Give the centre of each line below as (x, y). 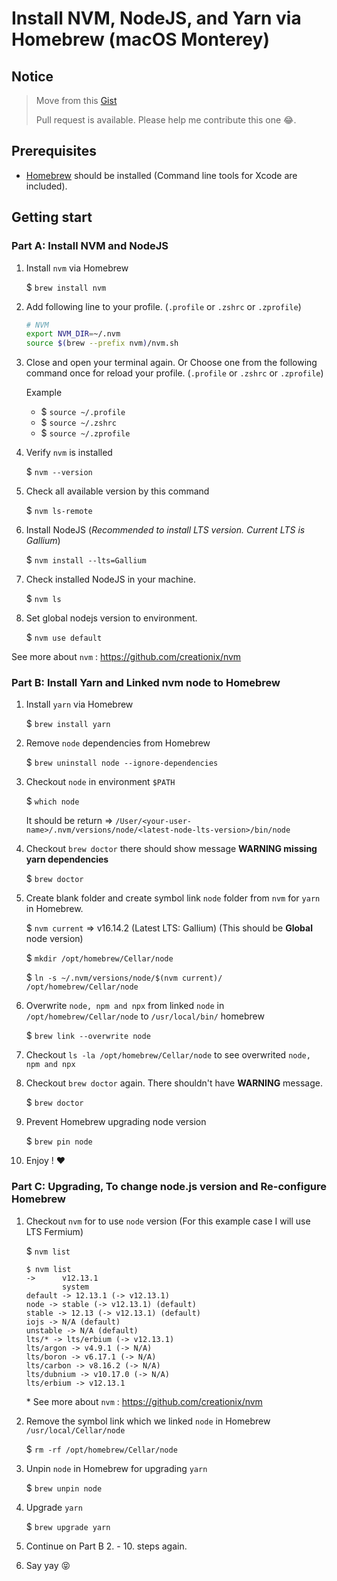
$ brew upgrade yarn (68, 1526)
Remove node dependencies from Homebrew (118, 743)
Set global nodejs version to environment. (111, 618)
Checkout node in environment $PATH (100, 782)
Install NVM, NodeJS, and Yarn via (156, 18)
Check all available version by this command (117, 491)
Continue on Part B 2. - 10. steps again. (106, 1546)
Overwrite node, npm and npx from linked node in (125, 1006)
